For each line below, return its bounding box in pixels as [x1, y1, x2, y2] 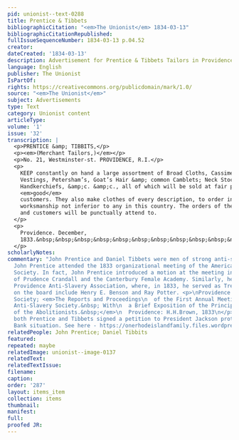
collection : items [7, 395, 62, 402]
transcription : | [7, 136, 59, 143]
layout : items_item [7, 388, 65, 396]
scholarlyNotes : [7, 249, 55, 257]
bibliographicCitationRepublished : [7, 30, 113, 38]
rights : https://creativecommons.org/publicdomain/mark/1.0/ [7, 83, 193, 91]
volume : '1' [7, 123, 43, 131]
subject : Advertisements [7, 97, 81, 104]
